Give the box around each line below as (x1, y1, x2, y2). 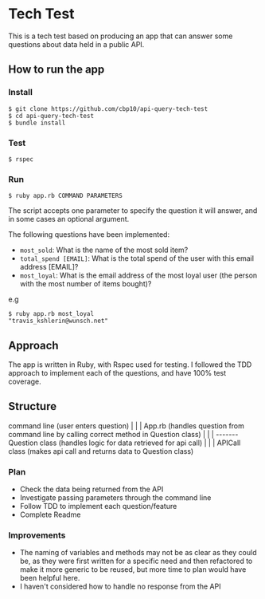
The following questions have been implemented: (8, 230, 170, 239)
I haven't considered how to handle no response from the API (19, 581, 221, 591)
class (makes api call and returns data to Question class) (8, 446, 194, 455)
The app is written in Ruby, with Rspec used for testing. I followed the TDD (8, 360, 252, 369)
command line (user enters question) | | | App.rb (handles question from (8, 420, 245, 431)
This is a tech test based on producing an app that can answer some (8, 31, 233, 41)
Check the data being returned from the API (19, 484, 164, 495)
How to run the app (8, 63, 105, 77)
